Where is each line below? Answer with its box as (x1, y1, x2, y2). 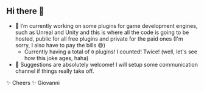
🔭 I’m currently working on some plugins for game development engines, (15, 22, 198, 29)
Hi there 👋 (6, 6, 44, 16)
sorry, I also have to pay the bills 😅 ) (15, 41, 105, 49)
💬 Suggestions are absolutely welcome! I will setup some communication (15, 61, 198, 68)
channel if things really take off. (15, 67, 94, 75)
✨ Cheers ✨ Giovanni (6, 79, 60, 86)
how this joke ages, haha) (24, 54, 89, 61)
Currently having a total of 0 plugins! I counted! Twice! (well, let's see (24, 48, 198, 55)
